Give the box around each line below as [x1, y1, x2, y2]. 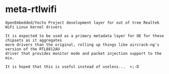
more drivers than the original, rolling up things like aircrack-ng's [5, 42, 159, 47]
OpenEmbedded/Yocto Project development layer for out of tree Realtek [5, 20, 159, 25]
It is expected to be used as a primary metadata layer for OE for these [5, 33, 164, 38]
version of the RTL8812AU [5, 46, 60, 51]
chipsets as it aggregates [5, 38, 62, 43]
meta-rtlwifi [5, 4, 57, 15]
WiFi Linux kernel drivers [5, 24, 62, 30]
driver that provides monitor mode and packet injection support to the [5, 51, 162, 56]
